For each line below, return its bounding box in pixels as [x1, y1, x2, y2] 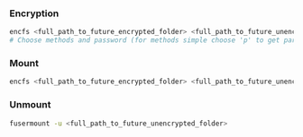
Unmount [9, 98, 51, 111]
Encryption [9, 7, 60, 20]
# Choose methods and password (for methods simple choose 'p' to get [9, 36, 280, 45]
